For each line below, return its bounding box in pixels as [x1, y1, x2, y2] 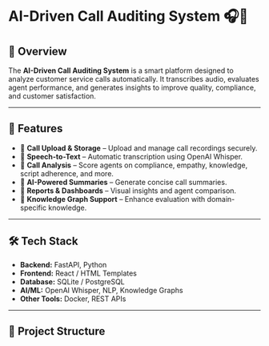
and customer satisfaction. [8, 91, 96, 101]
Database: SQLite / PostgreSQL [19, 276, 126, 286]
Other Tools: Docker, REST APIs [19, 294, 126, 304]
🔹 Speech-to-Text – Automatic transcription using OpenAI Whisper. [19, 151, 243, 161]
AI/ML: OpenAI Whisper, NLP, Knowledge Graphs [19, 285, 183, 295]
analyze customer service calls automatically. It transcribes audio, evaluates [8, 74, 259, 83]
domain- [207, 194, 235, 203]
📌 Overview [8, 44, 67, 58]
